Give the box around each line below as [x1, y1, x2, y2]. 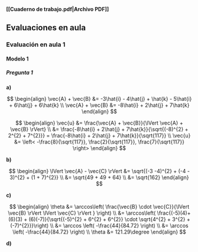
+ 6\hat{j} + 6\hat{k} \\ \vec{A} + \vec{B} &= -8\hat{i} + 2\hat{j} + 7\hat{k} [9, 101, 190, 109]
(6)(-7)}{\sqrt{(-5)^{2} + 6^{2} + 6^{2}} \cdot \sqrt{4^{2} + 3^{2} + [28, 215, 190, 222]
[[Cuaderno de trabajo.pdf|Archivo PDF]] [6, 6, 109, 12]
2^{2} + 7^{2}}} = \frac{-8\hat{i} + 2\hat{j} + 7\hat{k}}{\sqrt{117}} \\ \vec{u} [8, 132, 191, 139]
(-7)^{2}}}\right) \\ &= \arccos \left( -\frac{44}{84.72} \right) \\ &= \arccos [10, 222, 189, 229]
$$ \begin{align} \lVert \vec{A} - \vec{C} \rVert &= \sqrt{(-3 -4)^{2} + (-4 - [8, 167, 190, 174]
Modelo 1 [6, 55, 29, 62]
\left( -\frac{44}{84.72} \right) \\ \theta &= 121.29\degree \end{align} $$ [12, 228, 186, 235]
